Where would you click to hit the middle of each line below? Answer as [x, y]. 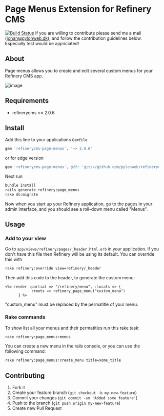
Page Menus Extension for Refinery [78, 9]
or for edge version [24, 158]
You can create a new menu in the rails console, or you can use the [72, 346]
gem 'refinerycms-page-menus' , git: [42, 167]
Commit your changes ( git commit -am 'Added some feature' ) [75, 398]
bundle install [20, 185]
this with [14, 259]
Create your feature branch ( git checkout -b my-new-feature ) [74, 392]
